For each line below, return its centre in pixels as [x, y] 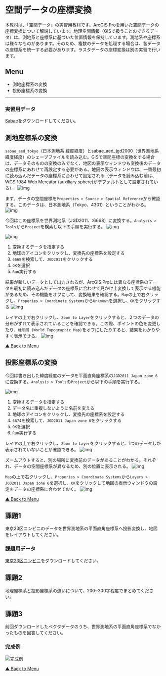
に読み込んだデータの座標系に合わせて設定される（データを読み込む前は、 [81, 175]
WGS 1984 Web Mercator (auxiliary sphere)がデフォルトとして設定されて [80, 182]
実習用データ [21, 109]
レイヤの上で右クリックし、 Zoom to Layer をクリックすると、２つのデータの [82, 317]
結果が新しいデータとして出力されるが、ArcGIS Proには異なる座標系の [77, 282]
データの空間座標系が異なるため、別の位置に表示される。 [72, 466]
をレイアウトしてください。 [33, 535]
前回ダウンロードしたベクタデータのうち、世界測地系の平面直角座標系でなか [83, 626]
